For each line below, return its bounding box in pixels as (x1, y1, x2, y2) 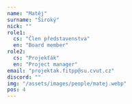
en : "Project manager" (13, 61, 78, 68)
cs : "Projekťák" (13, 55, 60, 62)
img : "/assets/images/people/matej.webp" (7, 80, 127, 87)
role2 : (7, 49, 26, 55)
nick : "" (7, 23, 32, 29)
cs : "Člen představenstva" (13, 36, 90, 42)
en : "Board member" (13, 42, 69, 49)
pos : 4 (7, 86, 26, 93)
